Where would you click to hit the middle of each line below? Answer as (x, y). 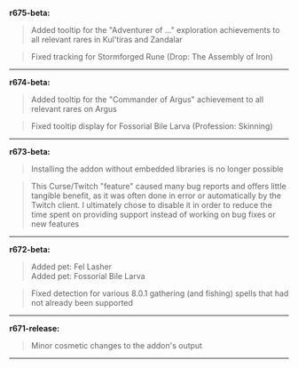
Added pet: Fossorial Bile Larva (88, 276)
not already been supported (82, 303)
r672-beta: (30, 249)
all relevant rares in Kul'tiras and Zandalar (107, 40)
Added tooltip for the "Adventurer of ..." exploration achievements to (155, 30)
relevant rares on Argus (74, 109)
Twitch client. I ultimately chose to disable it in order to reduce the (151, 205)
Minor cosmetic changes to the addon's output (116, 345)
